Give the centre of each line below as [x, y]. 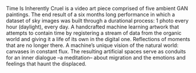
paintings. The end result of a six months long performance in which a [91, 14]
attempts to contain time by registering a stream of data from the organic [94, 33]
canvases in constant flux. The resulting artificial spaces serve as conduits [96, 51]
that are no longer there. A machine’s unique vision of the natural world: [92, 45]
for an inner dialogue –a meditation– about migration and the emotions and [96, 58]
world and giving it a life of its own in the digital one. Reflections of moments [98, 39]
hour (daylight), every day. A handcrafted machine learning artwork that [93, 27]
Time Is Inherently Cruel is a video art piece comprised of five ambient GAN [97, 8]
